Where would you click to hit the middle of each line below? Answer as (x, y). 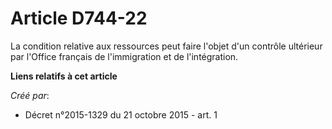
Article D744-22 (79, 18)
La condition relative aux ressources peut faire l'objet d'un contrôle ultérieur (166, 46)
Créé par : (30, 95)
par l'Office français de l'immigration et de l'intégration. (124, 56)
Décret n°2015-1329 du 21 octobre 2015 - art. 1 (121, 114)
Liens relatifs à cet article (64, 76)
